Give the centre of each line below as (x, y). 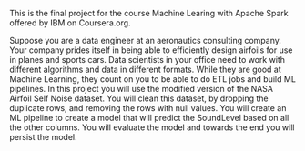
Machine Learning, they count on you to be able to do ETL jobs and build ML (152, 79)
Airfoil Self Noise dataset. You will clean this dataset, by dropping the (139, 98)
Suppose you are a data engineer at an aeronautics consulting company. (146, 40)
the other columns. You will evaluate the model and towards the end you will (152, 127)
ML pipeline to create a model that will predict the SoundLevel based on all (149, 118)
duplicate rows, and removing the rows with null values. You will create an (148, 108)
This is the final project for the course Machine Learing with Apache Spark (149, 13)
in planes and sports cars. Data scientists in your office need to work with (147, 60)
